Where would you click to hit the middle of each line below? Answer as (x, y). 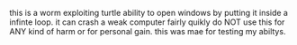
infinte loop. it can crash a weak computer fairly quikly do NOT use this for (147, 22)
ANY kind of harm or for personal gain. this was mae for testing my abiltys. (148, 31)
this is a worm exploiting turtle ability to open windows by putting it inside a (148, 13)
